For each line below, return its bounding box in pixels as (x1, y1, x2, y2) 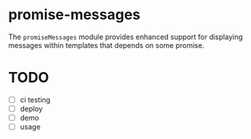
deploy (19, 104, 43, 113)
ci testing (19, 94, 50, 105)
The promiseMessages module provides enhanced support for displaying (8, 32, 243, 42)
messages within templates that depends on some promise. (8, 40, 205, 50)
